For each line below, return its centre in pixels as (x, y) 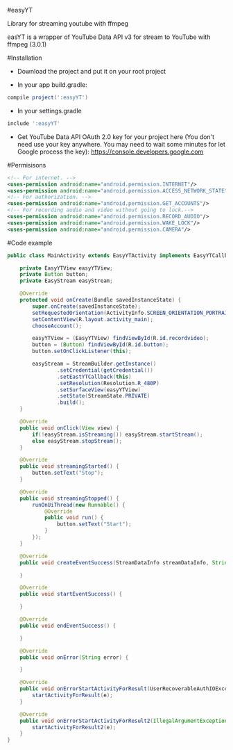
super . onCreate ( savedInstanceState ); (86, 306)
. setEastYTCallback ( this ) (94, 377)
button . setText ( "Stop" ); (68, 473)
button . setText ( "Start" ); (94, 524)
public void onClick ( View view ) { (69, 428)
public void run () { (74, 518)
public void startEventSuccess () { (71, 594)
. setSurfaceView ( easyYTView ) (98, 390)
